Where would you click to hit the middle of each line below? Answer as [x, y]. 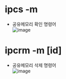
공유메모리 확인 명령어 [34, 24]
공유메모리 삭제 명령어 [34, 65]
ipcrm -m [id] [33, 51]
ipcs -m [21, 9]
